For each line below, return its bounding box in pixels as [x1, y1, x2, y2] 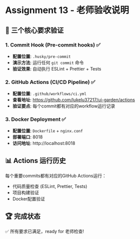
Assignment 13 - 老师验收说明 [5, 4, 129, 16]
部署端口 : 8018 [12, 134, 43, 140]
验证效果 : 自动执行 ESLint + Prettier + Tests [12, 65, 101, 71]
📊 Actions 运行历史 [5, 156, 66, 165]
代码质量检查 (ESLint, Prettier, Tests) [12, 183, 87, 189]
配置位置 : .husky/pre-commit [12, 53, 71, 59]
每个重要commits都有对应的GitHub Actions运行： [5, 173, 106, 179]
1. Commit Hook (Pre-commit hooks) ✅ [5, 41, 101, 48]
